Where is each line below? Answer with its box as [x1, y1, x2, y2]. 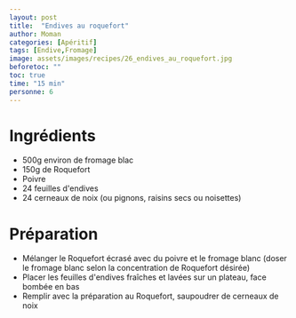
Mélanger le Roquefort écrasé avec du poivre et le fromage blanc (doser [21, 253, 287, 264]
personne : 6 [9, 87, 53, 96]
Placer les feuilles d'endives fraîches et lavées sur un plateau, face [21, 272, 267, 282]
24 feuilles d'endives [21, 183, 100, 194]
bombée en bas [21, 282, 80, 292]
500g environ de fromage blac [21, 155, 134, 165]
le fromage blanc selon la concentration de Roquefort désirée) [21, 263, 251, 274]
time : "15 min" [9, 79, 66, 88]
